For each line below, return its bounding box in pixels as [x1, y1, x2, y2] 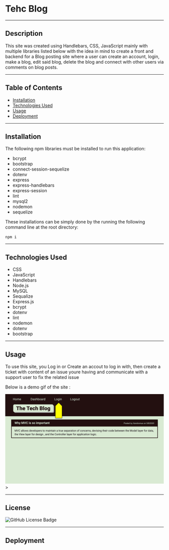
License [5, 503, 31, 512]
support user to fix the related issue [5, 374, 79, 380]
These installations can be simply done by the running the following [5, 219, 145, 225]
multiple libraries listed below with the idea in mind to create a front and [5, 48, 154, 54]
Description [5, 29, 43, 38]
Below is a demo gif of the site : [5, 384, 71, 390]
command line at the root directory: [5, 224, 78, 230]
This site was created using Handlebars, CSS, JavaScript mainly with [5, 42, 148, 48]
